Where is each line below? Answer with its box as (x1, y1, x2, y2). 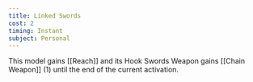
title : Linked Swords (8, 11, 82, 20)
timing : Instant (8, 27, 63, 35)
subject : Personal (8, 34, 70, 43)
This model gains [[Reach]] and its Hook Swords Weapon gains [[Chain (8, 56, 246, 66)
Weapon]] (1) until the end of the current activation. (8, 65, 179, 75)
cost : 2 (8, 19, 35, 27)
